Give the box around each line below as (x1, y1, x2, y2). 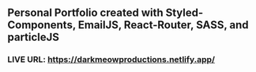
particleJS (7, 31, 60, 44)
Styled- (165, 6, 204, 20)
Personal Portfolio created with (7, 6, 164, 20)
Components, (7, 19, 77, 32)
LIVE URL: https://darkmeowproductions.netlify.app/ (7, 54, 215, 65)
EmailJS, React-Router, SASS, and (77, 19, 250, 32)
